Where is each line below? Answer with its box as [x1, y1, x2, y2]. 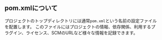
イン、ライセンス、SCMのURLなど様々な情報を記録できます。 [13, 30, 138, 36]
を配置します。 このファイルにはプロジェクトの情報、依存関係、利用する [4, 24, 151, 29]
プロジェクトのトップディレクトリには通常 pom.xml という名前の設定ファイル [4, 18, 157, 24]
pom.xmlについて [4, 4, 58, 13]
